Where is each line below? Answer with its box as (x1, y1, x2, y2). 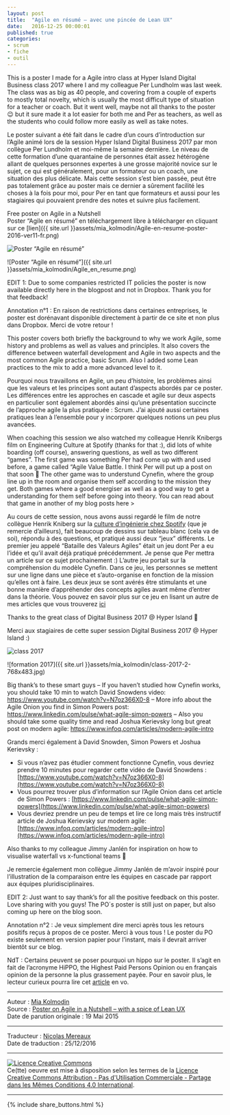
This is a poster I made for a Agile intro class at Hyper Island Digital (7, 73, 196, 82)
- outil (7, 55, 29, 62)
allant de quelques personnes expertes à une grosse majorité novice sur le (7, 159, 218, 168)
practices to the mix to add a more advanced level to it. (7, 363, 162, 371)
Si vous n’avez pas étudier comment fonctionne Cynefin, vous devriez (16, 758, 214, 767)
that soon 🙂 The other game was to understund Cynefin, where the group (7, 470, 214, 478)
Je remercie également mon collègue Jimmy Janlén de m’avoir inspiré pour (7, 865, 219, 873)
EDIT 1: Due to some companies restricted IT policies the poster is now (7, 278, 207, 287)
